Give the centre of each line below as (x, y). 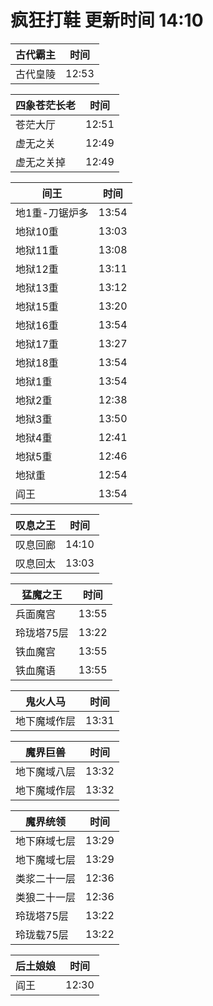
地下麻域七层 (46, 841)
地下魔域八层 (46, 771)
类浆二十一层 (46, 878)
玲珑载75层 (42, 934)
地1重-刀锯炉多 (52, 213)
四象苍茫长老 (46, 105)
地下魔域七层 (46, 859)
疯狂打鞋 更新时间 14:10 (107, 20)
